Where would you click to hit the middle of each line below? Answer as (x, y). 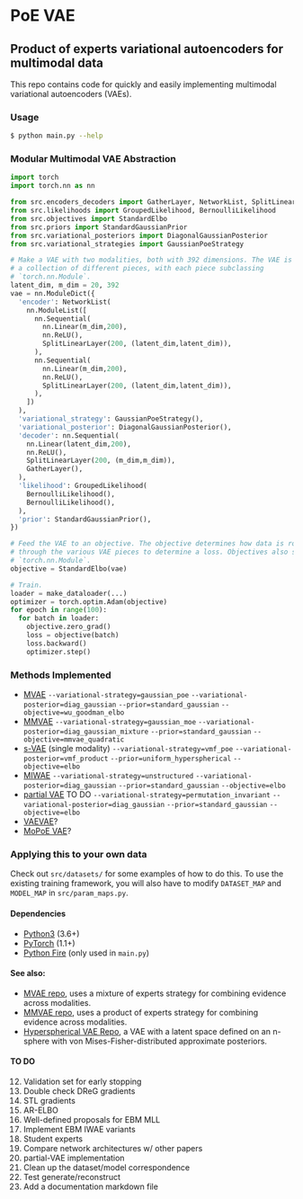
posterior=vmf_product (66, 759)
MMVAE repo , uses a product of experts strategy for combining (141, 1012)
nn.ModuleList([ (57, 310)
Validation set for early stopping (82, 1081)
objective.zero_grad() (69, 627)
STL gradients (49, 1100)
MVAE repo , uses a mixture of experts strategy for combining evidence (155, 993)
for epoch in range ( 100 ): (58, 610)
